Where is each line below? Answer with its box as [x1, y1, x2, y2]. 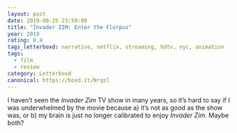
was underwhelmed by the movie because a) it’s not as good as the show [7, 104, 223, 112]
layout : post [7, 10, 46, 18]
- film [14, 57, 33, 64]
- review [14, 63, 40, 70]
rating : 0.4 [7, 37, 43, 44]
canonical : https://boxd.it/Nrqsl [7, 76, 110, 84]
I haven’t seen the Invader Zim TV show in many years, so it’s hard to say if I [7, 96, 230, 105]
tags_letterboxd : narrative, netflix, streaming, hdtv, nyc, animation [7, 43, 224, 50]
